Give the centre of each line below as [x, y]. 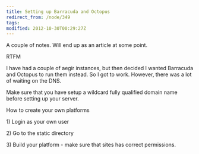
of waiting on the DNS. [34, 81]
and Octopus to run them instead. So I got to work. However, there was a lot [99, 74]
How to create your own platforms [48, 110]
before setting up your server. [42, 99]
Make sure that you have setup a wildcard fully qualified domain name [92, 92]
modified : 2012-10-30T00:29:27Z [46, 28]
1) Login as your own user [38, 122]
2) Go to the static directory [40, 133]
